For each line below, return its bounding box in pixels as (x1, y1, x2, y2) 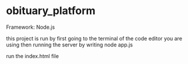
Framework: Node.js (6, 23, 55, 31)
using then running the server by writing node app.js (6, 41, 133, 48)
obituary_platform (6, 4, 96, 18)
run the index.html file (6, 52, 59, 59)
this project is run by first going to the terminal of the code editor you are (6, 35, 183, 42)
